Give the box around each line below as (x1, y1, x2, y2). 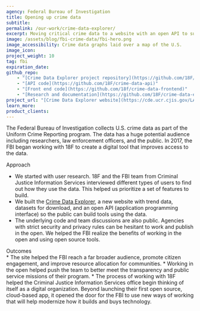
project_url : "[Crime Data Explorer (6, 97, 97, 103)
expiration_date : (6, 64, 49, 70)
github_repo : (6, 70, 39, 76)
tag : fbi (6, 58, 28, 64)
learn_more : (6, 102, 36, 109)
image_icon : (6, 48, 36, 54)
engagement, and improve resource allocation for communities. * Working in (6, 260, 193, 268)
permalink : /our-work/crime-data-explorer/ (6, 25, 116, 32)
